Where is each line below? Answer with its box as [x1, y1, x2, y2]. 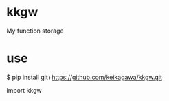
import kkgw [6, 86, 42, 94]
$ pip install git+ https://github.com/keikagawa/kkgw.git [6, 73, 163, 81]
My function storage [6, 27, 64, 35]
